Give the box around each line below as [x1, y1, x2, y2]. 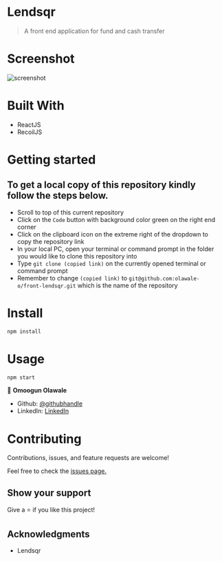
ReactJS [16, 120, 41, 129]
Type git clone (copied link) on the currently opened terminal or [16, 259, 206, 267]
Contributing [7, 431, 82, 447]
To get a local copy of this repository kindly [7, 179, 196, 191]
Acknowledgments [7, 528, 91, 540]
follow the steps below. [7, 190, 109, 201]
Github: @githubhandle [16, 399, 83, 408]
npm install [7, 328, 41, 335]
